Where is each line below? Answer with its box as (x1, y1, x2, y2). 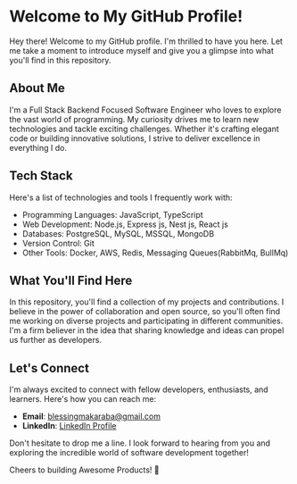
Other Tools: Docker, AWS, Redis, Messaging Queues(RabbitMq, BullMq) (21, 247, 289, 258)
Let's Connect (9, 360, 89, 376)
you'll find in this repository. (9, 54, 111, 65)
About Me (9, 80, 65, 96)
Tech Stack (9, 168, 73, 184)
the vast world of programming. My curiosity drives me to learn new (9, 113, 260, 124)
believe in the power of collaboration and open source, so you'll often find (9, 306, 281, 317)
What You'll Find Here (9, 272, 133, 288)
